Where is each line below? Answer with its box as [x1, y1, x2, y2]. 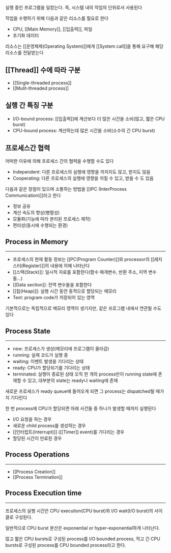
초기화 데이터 [12, 33, 39, 38]
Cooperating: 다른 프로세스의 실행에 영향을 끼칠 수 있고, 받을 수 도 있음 [12, 175, 154, 182]
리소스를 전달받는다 [5, 50, 44, 55]
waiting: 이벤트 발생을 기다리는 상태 [12, 358, 84, 365]
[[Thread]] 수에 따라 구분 [5, 66, 80, 75]
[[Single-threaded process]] [12, 79, 72, 85]
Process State [5, 327, 51, 335]
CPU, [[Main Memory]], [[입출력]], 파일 [12, 26, 93, 32]
